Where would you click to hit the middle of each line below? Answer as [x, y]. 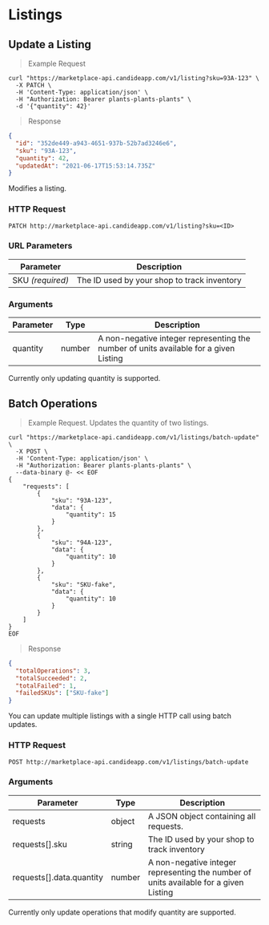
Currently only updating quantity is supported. [84, 378]
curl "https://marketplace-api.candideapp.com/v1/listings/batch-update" [134, 437]
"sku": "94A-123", [82, 543]
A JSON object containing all [202, 816]
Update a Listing [50, 44]
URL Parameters [40, 246]
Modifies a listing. [37, 188]
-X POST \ [32, 451]
